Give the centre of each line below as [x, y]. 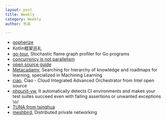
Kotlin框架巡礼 [27, 48]
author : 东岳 [18, 24]
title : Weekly [20, 14]
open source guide [32, 64]
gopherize [23, 42]
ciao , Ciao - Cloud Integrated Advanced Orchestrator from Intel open [83, 80]
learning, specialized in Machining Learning [57, 75]
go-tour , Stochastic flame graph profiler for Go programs [71, 54]
